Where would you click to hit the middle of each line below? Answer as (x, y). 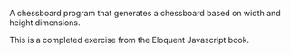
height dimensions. (45, 22)
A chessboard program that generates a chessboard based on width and (145, 13)
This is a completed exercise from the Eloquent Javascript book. (130, 40)
